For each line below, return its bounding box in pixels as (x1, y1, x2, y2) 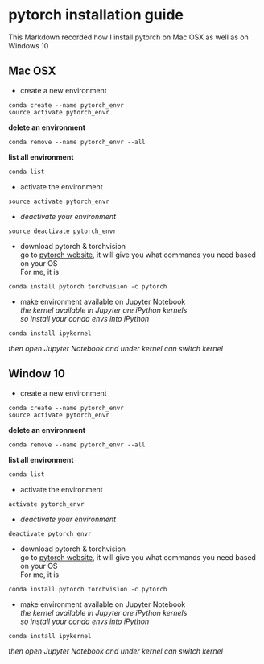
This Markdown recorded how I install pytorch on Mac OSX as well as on (8, 32, 250, 42)
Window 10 (8, 367, 66, 380)
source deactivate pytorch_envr (8, 227, 117, 235)
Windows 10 (8, 40, 49, 50)
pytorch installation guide (8, 6, 184, 24)
